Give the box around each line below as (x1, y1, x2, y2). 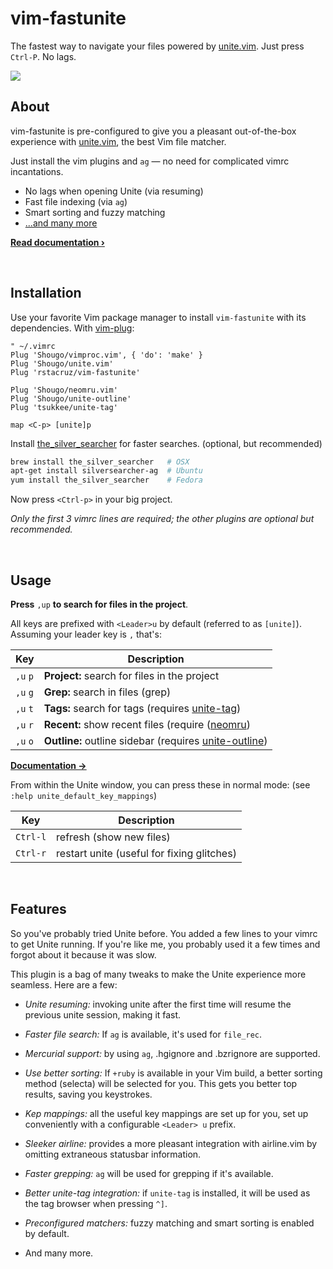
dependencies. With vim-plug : (10, 322, 135, 334)
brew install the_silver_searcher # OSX (10, 457, 190, 467)
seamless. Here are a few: (10, 978, 118, 991)
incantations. (10, 165, 64, 177)
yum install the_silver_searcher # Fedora (10, 475, 203, 486)
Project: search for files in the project (43, 669, 220, 682)
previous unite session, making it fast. (24, 1008, 182, 1021)
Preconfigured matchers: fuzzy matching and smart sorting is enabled (24, 1217, 315, 1229)
